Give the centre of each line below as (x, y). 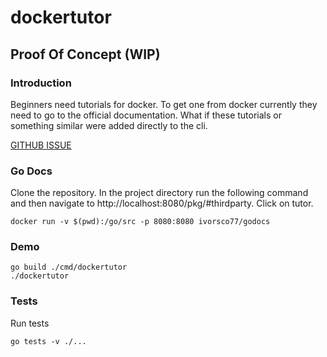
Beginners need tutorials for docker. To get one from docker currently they (164, 104)
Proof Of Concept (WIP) (85, 54)
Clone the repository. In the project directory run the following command (159, 193)
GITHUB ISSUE (41, 145)
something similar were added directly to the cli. (109, 125)
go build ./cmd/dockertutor (69, 267)
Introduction (41, 83)
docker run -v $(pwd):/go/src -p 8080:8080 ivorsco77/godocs (140, 222)
